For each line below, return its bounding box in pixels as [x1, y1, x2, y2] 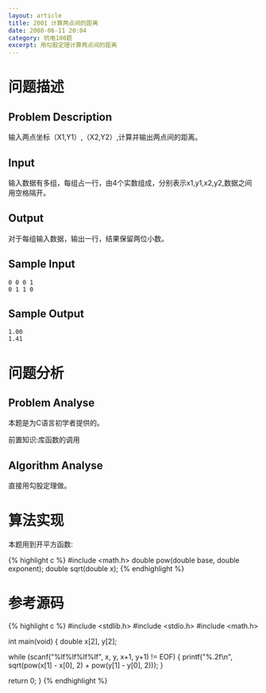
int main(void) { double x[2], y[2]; [8, 636, 118, 646]
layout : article [8, 11, 62, 20]
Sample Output [8, 307, 85, 320]
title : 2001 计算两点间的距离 [8, 19, 99, 27]
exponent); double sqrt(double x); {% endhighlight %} [8, 564, 185, 574]
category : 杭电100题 [8, 33, 73, 42]
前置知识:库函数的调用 [8, 435, 81, 444]
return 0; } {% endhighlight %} [8, 676, 108, 686]
